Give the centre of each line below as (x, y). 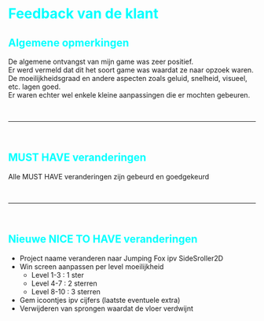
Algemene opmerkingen (69, 43)
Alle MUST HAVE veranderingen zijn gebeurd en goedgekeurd (109, 176)
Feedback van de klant (83, 14)
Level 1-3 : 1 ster (57, 275)
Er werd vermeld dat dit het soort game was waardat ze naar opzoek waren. (131, 70)
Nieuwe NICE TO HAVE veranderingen (103, 240)
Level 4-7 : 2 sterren (64, 283)
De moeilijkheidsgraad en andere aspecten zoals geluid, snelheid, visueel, (128, 78)
